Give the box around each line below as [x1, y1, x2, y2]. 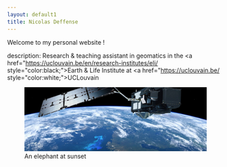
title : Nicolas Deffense [7, 18, 78, 25]
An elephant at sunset [24, 152, 87, 160]
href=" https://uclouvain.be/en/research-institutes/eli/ [7, 58, 158, 67]
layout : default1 [7, 11, 57, 18]
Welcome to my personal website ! [7, 38, 105, 46]
